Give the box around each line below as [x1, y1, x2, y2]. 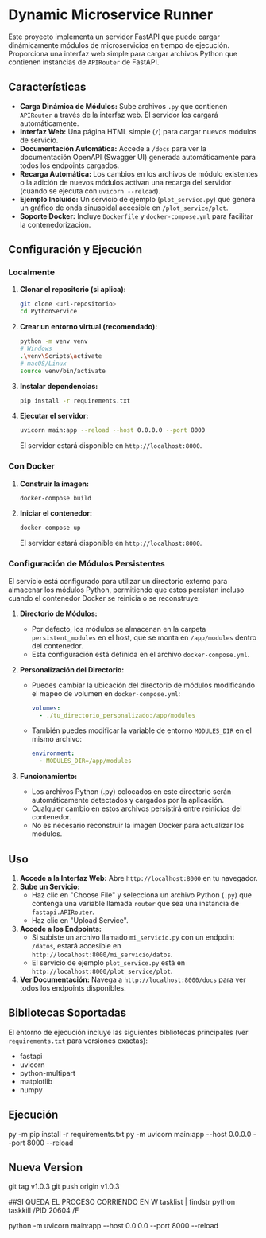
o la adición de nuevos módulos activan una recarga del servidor [19, 177, 232, 187]
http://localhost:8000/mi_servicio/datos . [31, 949, 173, 959]
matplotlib [19, 1076, 53, 1086]
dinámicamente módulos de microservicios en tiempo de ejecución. [8, 40, 230, 49]
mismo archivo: [31, 734, 82, 744]
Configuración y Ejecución [8, 243, 143, 256]
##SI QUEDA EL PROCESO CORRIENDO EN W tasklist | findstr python [8, 1197, 236, 1207]
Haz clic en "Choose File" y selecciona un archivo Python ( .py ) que [31, 890, 253, 900]
